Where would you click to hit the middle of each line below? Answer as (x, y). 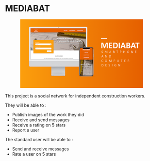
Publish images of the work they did (48, 114)
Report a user (26, 130)
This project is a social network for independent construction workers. (75, 96)
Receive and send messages (41, 120)
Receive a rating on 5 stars (39, 125)
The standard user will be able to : (39, 139)
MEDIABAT (27, 8)
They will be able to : (26, 105)
